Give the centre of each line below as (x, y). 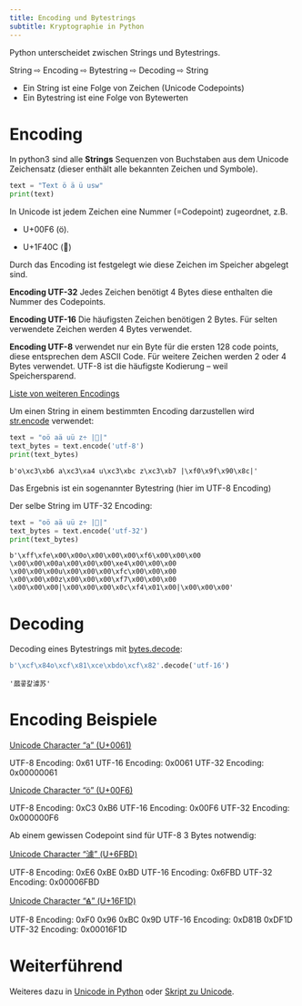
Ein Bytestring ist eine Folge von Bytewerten (106, 98)
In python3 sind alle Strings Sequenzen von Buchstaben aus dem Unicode (149, 160)
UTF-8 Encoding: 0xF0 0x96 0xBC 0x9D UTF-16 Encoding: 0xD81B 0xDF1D (151, 920)
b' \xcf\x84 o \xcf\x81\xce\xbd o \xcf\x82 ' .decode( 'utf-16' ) (120, 666)
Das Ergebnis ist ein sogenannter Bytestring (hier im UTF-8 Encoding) (141, 488)
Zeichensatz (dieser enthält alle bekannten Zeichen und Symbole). (134, 169)
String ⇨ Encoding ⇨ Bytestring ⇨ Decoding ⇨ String (109, 70)
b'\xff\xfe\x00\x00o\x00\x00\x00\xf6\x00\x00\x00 (106, 556)
